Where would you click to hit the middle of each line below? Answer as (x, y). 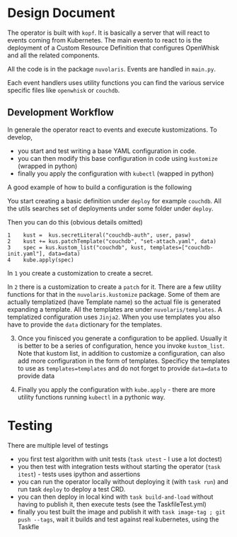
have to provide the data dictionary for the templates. (85, 324)
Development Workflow (61, 112)
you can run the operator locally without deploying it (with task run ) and (123, 481)
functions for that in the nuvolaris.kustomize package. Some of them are (114, 294)
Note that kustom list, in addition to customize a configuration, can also (121, 353)
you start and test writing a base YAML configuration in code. (107, 151)
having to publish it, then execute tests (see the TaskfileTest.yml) (112, 504)
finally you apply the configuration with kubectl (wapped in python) (116, 173)
